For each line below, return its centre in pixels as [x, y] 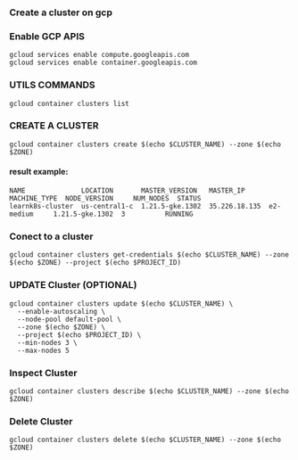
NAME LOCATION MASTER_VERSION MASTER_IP [127, 191]
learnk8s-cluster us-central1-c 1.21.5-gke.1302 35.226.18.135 [135, 207]
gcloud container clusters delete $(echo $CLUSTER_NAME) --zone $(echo [145, 440]
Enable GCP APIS [47, 36]
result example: [39, 172]
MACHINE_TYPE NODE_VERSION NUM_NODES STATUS [105, 199]
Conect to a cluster [51, 236]
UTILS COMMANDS [52, 85]
